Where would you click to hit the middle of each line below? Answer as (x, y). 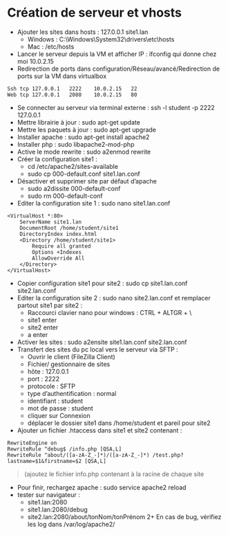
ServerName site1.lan (50, 222)
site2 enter (43, 327)
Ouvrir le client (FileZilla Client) (71, 356)
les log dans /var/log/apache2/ (71, 524)
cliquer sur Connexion (59, 415)
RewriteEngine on (32, 443)
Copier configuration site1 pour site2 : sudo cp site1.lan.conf (102, 283)
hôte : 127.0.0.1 (48, 371)
